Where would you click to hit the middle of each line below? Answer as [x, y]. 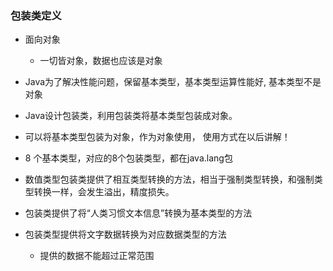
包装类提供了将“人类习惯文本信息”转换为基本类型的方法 [138, 213]
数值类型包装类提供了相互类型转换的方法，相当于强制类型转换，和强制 [169, 179]
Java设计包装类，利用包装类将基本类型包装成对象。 [131, 116]
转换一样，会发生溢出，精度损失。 [104, 192]
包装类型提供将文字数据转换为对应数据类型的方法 [125, 234]
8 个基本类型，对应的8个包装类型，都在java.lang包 [128, 158]
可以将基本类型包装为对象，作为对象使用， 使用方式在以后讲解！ [157, 137]
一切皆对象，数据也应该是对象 [101, 61]
